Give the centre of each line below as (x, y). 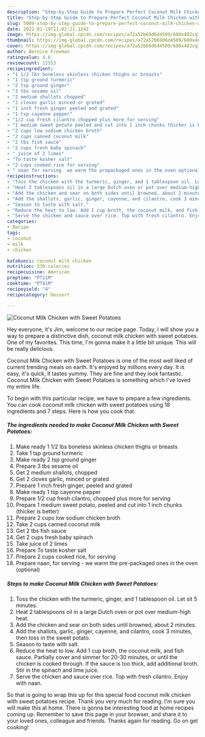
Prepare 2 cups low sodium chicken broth (68, 518)
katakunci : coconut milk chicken (49, 261)
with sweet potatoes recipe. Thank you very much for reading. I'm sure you (101, 702)
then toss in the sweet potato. (53, 638)
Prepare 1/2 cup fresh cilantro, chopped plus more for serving (93, 499)
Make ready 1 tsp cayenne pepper (58, 492)
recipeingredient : (30, 69)
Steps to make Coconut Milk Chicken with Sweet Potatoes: (83, 584)
